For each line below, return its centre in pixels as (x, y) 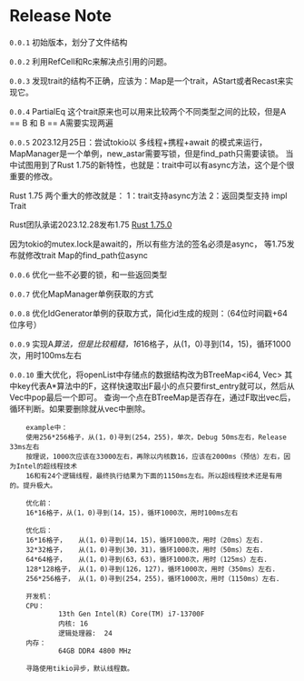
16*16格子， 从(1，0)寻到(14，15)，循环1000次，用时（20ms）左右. (145, 540)
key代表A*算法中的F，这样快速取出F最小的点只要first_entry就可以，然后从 (156, 386)
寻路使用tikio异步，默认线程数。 (80, 668)
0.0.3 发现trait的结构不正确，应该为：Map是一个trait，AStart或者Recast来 (147, 80)
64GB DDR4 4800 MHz (94, 651)
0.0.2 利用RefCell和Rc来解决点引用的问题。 (91, 61)
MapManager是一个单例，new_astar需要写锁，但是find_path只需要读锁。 (147, 153)
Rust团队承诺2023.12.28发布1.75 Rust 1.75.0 (91, 225)
